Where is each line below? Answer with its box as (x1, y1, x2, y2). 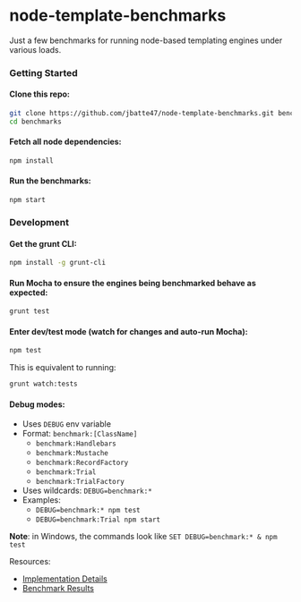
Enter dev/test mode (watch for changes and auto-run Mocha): (9, 326, 248, 336)
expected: (9, 287, 48, 298)
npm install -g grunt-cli (9, 259, 106, 267)
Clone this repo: (9, 89, 70, 99)
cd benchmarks (9, 117, 63, 126)
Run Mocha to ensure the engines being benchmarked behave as (9, 277, 257, 288)
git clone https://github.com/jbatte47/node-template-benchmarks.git (9, 109, 275, 118)
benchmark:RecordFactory (35, 458, 129, 468)
